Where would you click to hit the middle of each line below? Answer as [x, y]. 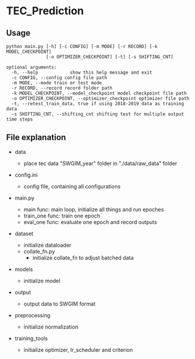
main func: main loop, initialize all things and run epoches [94, 209]
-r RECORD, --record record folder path [62, 88]
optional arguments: [32, 67]
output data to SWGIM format [60, 304]
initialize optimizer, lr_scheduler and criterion [78, 349]
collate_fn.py [39, 251]
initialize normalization [51, 327]
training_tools [31, 338]
